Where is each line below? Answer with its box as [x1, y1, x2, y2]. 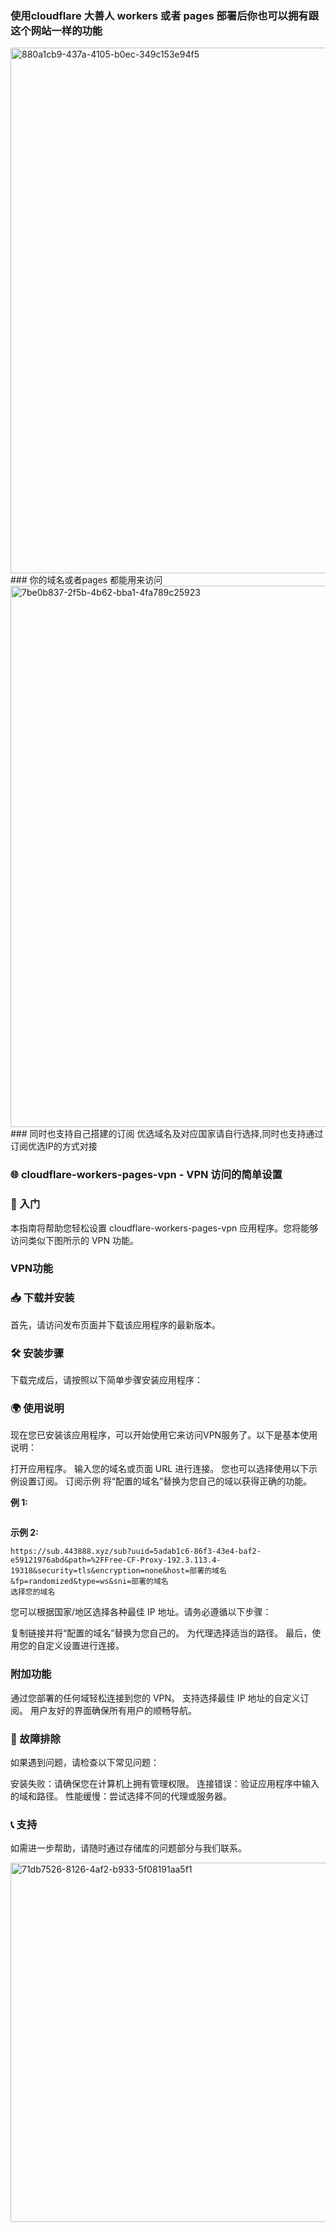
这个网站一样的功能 [10, 23, 103, 37]
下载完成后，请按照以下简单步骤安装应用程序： [10, 1374, 203, 1386]
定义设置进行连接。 [44, 1640, 125, 1652]
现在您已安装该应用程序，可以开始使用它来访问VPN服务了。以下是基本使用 [10, 1429, 318, 1441]
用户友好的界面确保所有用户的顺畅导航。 [29, 1704, 197, 1716]
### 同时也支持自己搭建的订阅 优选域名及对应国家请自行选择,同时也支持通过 [10, 1128, 324, 1140]
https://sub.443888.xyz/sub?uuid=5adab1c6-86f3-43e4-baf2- [10, 1547, 262, 1557]
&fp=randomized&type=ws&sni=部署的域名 [10, 1577, 169, 1587]
